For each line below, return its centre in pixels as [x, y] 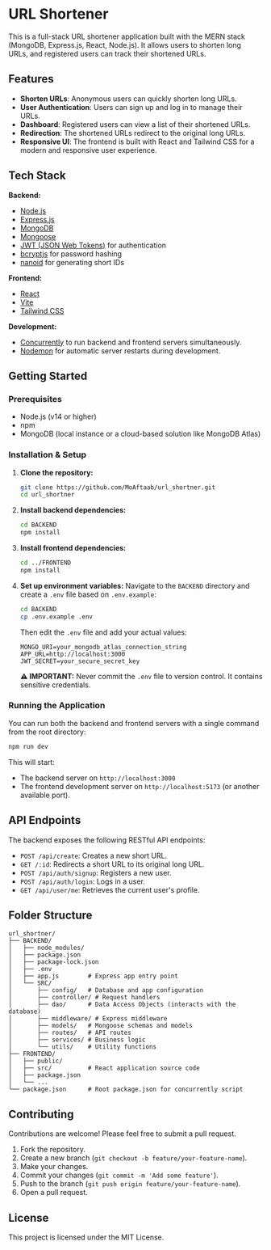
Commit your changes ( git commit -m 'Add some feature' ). [119, 1175]
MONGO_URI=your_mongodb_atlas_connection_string [103, 647]
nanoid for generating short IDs [72, 262]
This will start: [31, 762]
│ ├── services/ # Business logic [77, 1040]
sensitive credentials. [55, 685]
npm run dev [28, 746]
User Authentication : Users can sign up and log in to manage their [131, 107]
